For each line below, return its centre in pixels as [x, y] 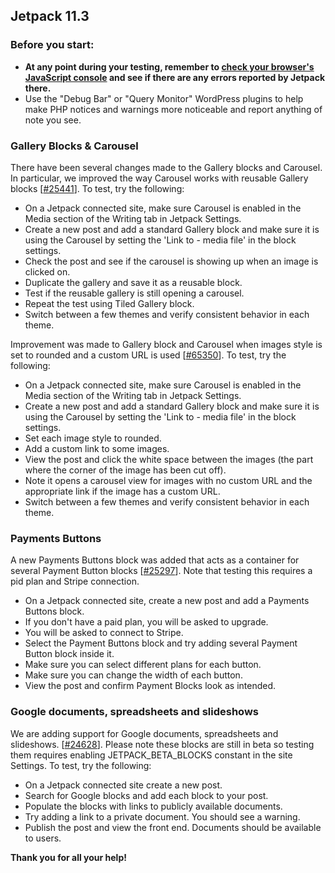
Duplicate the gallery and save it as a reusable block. [133, 282]
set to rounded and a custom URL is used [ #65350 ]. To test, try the [148, 355]
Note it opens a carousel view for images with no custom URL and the [168, 480]
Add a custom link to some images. [97, 448]
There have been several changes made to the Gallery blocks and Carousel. [166, 167]
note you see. [53, 120]
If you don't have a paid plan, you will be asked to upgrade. [146, 622]
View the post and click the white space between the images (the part [169, 459]
